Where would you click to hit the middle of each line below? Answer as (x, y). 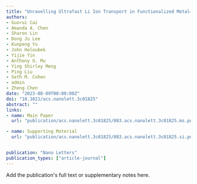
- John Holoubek (26, 50)
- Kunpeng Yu (22, 45)
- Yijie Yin (21, 55)
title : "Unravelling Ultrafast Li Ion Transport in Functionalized (90, 11)
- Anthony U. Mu (26, 61)
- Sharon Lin (22, 34)
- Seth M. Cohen (26, 77)
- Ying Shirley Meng (31, 66)
